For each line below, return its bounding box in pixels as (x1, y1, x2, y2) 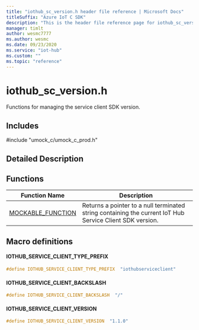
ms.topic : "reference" (6, 58, 62, 64)
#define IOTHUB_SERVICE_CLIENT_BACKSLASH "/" (6, 292, 123, 299)
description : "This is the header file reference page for (6, 20, 155, 26)
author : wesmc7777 (6, 31, 52, 37)
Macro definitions (6, 236, 73, 246)
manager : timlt (6, 25, 44, 31)
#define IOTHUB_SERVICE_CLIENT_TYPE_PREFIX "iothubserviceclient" (6, 266, 176, 272)
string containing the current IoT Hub (82, 209, 185, 217)
